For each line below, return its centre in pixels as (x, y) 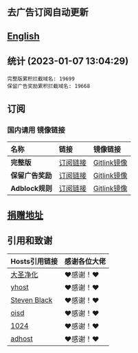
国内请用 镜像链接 (36, 130)
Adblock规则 (32, 189)
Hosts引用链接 (34, 262)
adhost (22, 339)
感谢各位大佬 (85, 262)
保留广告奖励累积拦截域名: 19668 (49, 86)
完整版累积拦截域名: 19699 (41, 79)
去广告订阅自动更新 (48, 12)
